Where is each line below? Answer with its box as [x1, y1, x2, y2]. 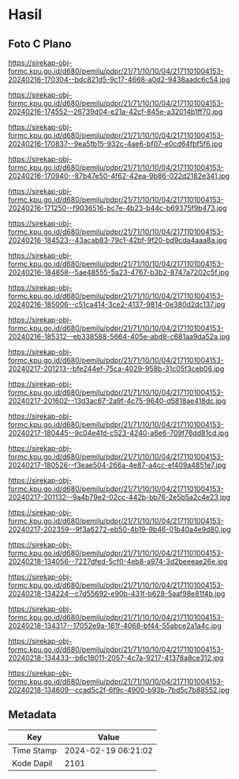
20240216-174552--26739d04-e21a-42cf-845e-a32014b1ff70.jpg [8, 107, 223, 116]
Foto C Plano [8, 37, 72, 51]
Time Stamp [12, 745, 58, 756]
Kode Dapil [12, 758, 53, 769]
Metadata [8, 708, 57, 721]
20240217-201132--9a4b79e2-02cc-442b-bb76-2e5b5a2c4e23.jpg [8, 493, 231, 501]
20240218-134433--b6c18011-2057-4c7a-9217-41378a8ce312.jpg [8, 653, 224, 662]
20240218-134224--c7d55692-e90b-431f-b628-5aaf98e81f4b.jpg [8, 589, 226, 598]
